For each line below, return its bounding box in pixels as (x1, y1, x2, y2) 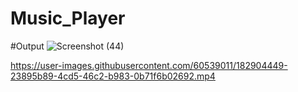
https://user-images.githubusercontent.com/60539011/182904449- (10, 59, 288, 71)
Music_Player (10, 7, 126, 30)
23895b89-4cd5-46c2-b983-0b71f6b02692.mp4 (10, 70, 216, 82)
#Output (10, 40, 45, 52)
